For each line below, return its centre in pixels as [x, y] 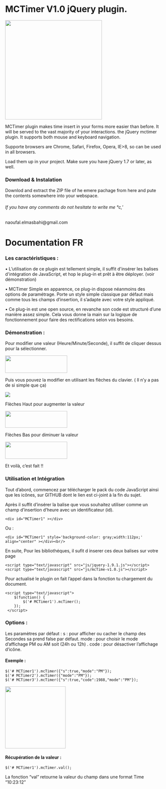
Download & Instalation [33, 180]
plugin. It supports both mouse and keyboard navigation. [63, 137]
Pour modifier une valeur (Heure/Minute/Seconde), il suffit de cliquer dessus [83, 343]
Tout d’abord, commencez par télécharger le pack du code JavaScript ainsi [82, 489]
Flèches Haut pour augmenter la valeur [45, 404]
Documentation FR [44, 242]
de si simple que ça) [26, 385]
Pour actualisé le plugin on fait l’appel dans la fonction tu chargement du [79, 579]
